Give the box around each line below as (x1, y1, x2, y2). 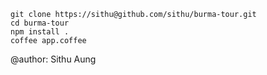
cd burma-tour (10, 18, 70, 28)
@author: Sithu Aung (10, 53, 97, 65)
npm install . (10, 27, 70, 37)
